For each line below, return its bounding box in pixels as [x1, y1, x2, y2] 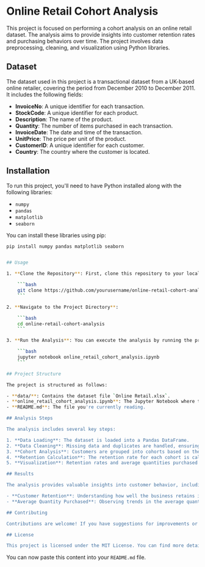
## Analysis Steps [6, 415, 53, 422]
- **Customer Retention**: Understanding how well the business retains [6, 493, 195, 499]
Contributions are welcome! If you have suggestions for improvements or [6, 521, 198, 527]
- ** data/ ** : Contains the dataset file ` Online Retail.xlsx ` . [6, 392, 171, 399]
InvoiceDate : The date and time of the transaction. [15, 128, 143, 135]
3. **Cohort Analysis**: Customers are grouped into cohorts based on [6, 449, 190, 455]
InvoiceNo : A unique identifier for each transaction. [15, 103, 145, 110]
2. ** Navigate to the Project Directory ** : [6, 304, 119, 310]
